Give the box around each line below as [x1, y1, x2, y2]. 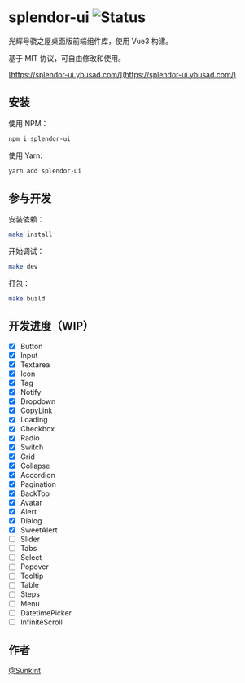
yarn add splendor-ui [8, 167, 82, 175]
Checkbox [20, 424, 55, 434]
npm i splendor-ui [8, 134, 71, 142]
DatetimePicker [20, 607, 72, 618]
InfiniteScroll [20, 617, 63, 627]
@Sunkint [8, 665, 41, 675]
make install [8, 230, 53, 239]
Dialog [20, 515, 42, 525]
